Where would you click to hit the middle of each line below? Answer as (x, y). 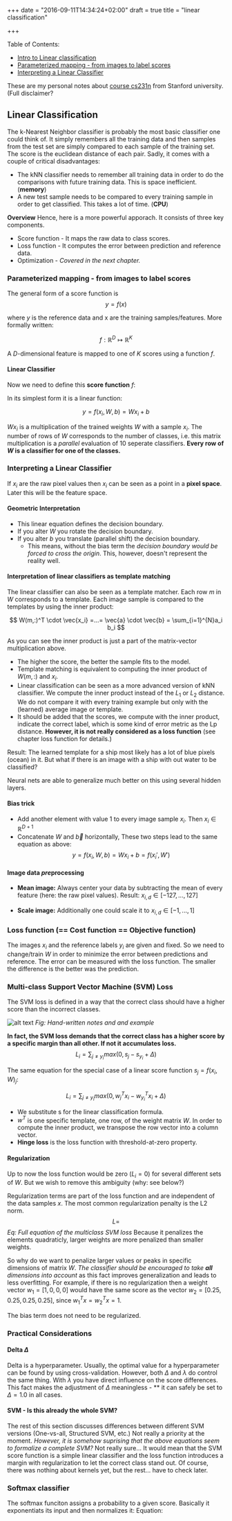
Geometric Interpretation (44, 508)
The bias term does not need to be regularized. (74, 1315)
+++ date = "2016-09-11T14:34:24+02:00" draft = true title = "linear (104, 10)
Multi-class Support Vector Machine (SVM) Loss (90, 987)
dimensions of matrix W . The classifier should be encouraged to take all (110, 1268)
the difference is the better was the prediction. (73, 969)
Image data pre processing (46, 872)
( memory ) (32, 189)
